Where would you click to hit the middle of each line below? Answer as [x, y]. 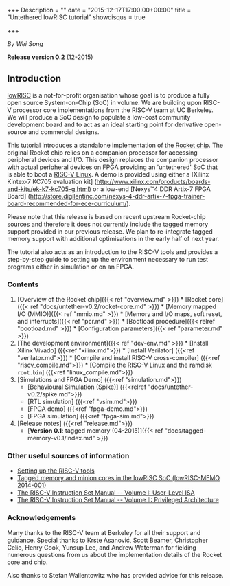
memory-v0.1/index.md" [61, 438]
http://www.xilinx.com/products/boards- [153, 181]
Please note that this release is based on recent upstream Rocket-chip [106, 216]
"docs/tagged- [185, 431]
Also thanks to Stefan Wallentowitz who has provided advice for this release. [115, 575]
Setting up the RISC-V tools [56, 471]
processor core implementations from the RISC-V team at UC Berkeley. [113, 110]
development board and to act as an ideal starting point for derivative [105, 124]
